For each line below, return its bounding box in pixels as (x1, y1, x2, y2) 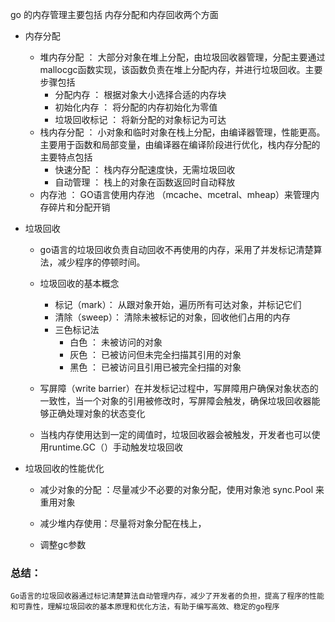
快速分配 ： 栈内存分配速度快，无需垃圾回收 (54, 164, 236, 175)
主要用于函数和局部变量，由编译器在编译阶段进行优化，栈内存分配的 (39, 139, 321, 150)
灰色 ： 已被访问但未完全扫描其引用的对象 (69, 349, 242, 360)
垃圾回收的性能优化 (24, 463, 105, 474)
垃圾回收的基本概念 (39, 278, 120, 289)
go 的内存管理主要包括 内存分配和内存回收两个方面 (10, 9, 219, 20)
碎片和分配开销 (48, 201, 111, 213)
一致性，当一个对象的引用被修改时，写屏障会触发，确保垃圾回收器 (39, 395, 312, 407)
